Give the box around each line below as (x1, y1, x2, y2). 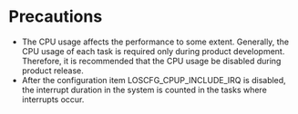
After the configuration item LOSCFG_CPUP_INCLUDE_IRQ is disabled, (21, 74, 286, 85)
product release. (21, 65, 84, 76)
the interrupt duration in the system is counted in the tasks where (21, 84, 268, 95)
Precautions (8, 6, 103, 27)
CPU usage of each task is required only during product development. (21, 45, 285, 56)
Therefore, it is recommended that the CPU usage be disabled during (21, 55, 282, 66)
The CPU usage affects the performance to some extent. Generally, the (21, 36, 289, 47)
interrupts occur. (21, 93, 85, 105)
